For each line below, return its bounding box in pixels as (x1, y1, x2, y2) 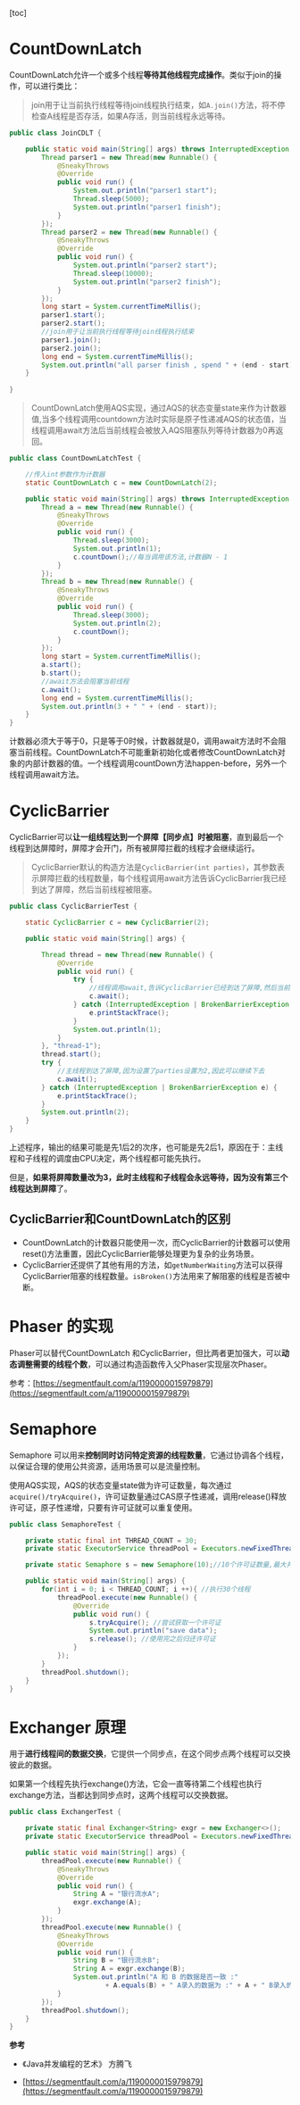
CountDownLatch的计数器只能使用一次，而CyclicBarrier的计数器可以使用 (21, 1236, 291, 1248)
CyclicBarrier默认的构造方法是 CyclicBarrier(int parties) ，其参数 (30, 861, 278, 873)
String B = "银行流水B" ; (72, 1956, 161, 1965)
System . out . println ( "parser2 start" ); (72, 261, 218, 270)
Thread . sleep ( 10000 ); (72, 269, 154, 278)
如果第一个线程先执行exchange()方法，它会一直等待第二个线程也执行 (9, 1778, 262, 1789)
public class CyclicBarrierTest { (9, 902, 138, 911)
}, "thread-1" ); (41, 1042, 102, 1051)
